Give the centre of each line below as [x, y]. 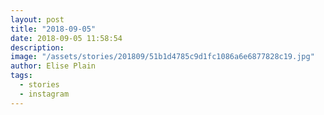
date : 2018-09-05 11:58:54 [66, 38]
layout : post [37, 19]
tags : [21, 76]
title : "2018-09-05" [53, 29]
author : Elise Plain [53, 66]
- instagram [44, 94]
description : [37, 47]
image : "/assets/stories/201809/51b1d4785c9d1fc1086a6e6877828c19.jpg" [162, 57]
